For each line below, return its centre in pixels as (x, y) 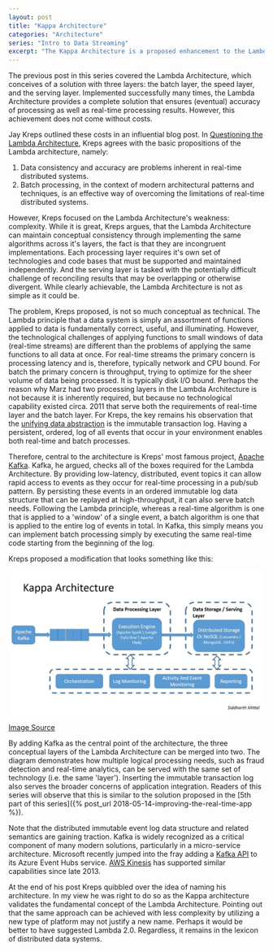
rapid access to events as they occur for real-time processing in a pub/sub (133, 483)
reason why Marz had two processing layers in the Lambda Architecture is (133, 389)
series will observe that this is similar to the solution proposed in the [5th (130, 795)
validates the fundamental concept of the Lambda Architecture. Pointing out (135, 904)
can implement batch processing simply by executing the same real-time (130, 535)
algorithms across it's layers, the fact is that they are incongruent (117, 244)
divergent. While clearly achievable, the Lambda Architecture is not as (126, 287)
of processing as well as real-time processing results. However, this (122, 111)
